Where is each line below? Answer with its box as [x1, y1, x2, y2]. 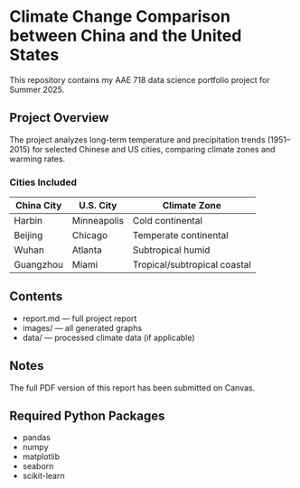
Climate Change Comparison [9, 6, 230, 27]
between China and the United [9, 25, 242, 46]
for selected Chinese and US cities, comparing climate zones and [32, 143, 276, 154]
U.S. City [79, 199, 117, 212]
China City [14, 199, 62, 212]
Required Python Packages [9, 409, 165, 424]
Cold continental [132, 215, 203, 227]
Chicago [71, 229, 108, 242]
